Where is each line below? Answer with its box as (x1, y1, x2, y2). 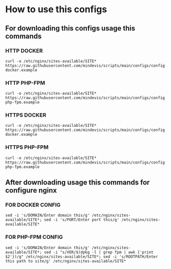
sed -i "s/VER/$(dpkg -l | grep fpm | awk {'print (44, 250, 154, 255)
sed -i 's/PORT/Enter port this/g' (44, 218, 120, 223)
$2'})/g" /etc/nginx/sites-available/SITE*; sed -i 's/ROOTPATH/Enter (5, 254, 158, 259)
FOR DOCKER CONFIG (5, 201, 61, 208)
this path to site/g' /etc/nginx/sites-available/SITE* (5, 258, 126, 263)
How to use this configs (5, 4, 107, 15)
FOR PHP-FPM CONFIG (5, 233, 63, 240)
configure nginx (5, 186, 57, 195)
